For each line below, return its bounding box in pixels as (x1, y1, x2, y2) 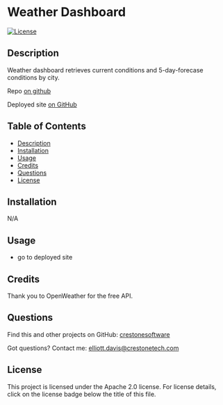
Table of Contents (7, 120, 87, 132)
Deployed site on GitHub (7, 100, 78, 109)
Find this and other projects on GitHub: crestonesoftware (7, 330, 170, 338)
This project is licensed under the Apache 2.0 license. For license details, (7, 382, 217, 390)
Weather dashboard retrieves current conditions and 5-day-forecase (7, 65, 204, 74)
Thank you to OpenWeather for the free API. (7, 292, 133, 300)
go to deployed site (17, 253, 73, 262)
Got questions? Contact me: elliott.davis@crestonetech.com (7, 344, 179, 352)
